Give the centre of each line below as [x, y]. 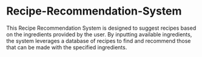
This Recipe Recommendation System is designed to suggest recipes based [101, 28]
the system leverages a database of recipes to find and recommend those [99, 41]
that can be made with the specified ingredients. [67, 47]
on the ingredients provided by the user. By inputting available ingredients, [99, 34]
